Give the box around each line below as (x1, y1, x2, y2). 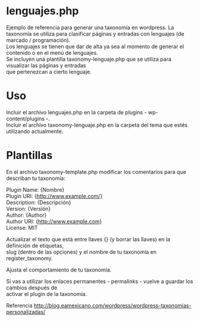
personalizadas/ (6, 308, 46, 315)
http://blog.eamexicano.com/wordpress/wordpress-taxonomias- (33, 302, 192, 309)
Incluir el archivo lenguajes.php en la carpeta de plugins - (6, 108, 147, 116)
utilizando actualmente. (6, 127, 64, 135)
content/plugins (6, 115, 45, 122)
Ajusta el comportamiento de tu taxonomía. (6, 266, 112, 273)
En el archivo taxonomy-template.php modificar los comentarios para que (6, 168, 187, 175)
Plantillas (6, 149, 53, 162)
